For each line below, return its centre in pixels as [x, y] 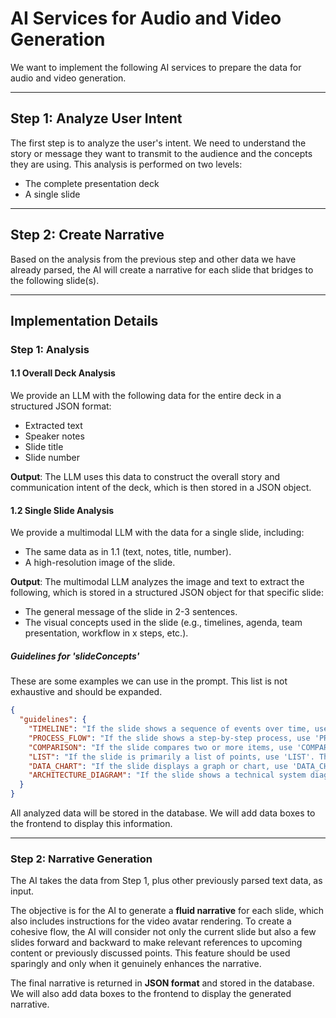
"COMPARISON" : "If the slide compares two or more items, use [160, 747]
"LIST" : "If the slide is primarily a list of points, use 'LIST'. [171, 757]
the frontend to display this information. [91, 823]
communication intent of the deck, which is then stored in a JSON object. [161, 488]
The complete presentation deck [92, 183]
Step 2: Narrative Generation [81, 859]
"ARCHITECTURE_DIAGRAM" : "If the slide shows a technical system [167, 775]
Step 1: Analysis [50, 349]
